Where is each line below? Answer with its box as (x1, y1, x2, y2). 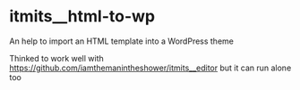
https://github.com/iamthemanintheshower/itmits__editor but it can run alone (9, 62, 292, 73)
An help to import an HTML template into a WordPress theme (9, 36, 235, 46)
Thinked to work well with (9, 53, 105, 63)
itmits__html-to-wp (9, 6, 155, 27)
